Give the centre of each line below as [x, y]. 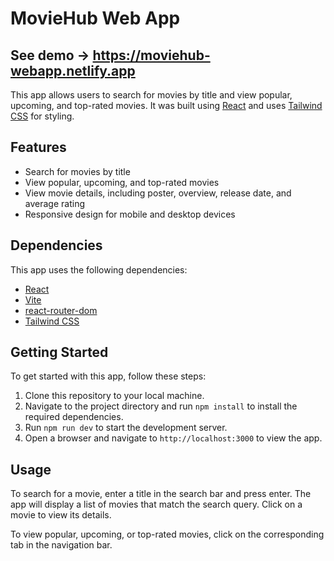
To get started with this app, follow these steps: [108, 376]
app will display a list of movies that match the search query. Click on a [156, 504]
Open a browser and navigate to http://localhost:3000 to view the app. [173, 438]
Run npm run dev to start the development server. [126, 428]
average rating [54, 203]
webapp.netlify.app [73, 70]
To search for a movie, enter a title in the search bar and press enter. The [161, 494]
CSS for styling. [42, 116]
